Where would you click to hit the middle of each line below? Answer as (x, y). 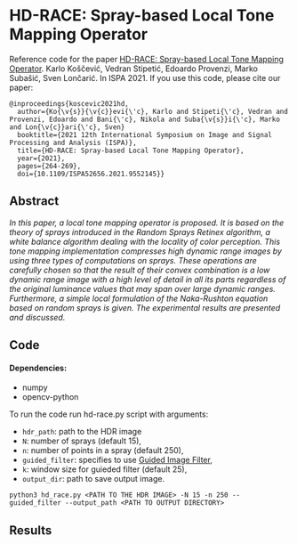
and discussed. (37, 317)
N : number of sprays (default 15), (82, 441)
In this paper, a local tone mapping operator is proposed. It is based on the (147, 223)
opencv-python (50, 397)
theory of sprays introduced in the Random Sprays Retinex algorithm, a (140, 231)
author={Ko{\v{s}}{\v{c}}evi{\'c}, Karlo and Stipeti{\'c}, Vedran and (153, 111)
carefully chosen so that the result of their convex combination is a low (140, 270)
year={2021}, (41, 158)
